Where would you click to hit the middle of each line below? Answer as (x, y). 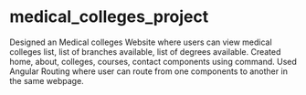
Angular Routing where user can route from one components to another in (148, 71)
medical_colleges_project (109, 17)
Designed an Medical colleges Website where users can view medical (141, 42)
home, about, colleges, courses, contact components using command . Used (153, 61)
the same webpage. (47, 80)
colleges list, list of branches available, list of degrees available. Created (145, 51)
